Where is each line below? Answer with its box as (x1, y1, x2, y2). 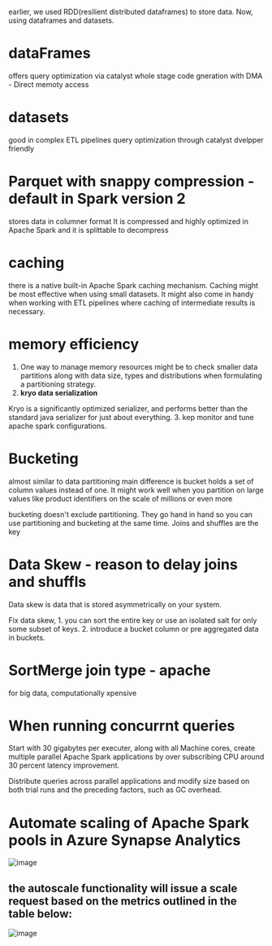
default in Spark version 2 (8, 190, 186, 208)
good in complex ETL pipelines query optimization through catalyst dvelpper (8, 134, 264, 145)
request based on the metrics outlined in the (8, 894, 237, 908)
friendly (8, 143, 35, 153)
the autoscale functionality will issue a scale (8, 881, 238, 895)
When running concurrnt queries (8, 716, 235, 735)
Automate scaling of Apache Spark (8, 813, 250, 832)
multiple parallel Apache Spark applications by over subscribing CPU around (8, 752, 265, 762)
